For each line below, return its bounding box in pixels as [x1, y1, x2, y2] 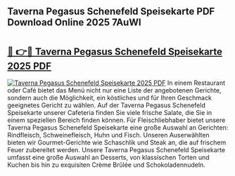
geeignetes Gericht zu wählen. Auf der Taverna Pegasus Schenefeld [7, 101, 205, 109]
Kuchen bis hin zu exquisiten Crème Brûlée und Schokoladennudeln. [7, 161, 205, 169]
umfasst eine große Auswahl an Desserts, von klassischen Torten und [7, 154, 210, 161]
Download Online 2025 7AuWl [7, 17, 141, 29]
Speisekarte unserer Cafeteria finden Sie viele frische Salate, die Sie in [7, 109, 212, 116]
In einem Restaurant [167, 79, 226, 87]
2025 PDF [7, 60, 51, 72]
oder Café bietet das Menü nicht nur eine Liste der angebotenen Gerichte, [7, 86, 222, 94]
